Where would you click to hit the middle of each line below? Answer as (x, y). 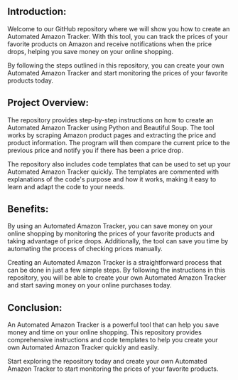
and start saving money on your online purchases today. (90, 285)
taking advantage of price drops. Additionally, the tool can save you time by (118, 241)
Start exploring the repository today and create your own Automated (107, 361)
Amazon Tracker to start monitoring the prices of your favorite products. (113, 369)
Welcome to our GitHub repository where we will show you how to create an (119, 28)
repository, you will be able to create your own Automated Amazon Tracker (117, 278)
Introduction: (37, 12)
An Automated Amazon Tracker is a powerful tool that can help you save (113, 325)
